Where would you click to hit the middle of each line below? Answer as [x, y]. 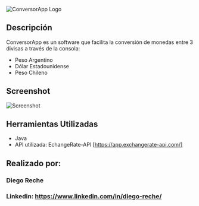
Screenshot [28, 91]
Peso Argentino [34, 60]
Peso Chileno [31, 72]
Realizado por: [34, 163]
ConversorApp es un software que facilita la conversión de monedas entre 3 [100, 42]
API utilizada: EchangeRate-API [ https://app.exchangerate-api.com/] [99, 145]
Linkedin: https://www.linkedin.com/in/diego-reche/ [84, 196]
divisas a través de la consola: [43, 48]
